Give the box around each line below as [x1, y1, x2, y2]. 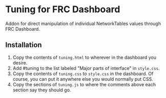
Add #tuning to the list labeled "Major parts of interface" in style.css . [12, 65, 160, 71]
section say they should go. [12, 87, 71, 93]
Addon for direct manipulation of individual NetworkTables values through [5, 20, 161, 27]
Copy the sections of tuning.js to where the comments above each [12, 81, 156, 87]
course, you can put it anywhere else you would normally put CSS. [12, 76, 154, 82]
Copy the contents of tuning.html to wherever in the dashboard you [12, 54, 157, 60]
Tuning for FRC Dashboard [5, 4, 120, 15]
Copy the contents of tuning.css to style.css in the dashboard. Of [12, 70, 154, 77]
